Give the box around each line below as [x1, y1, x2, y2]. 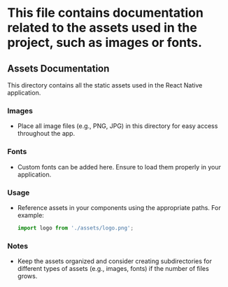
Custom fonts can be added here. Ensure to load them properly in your [17, 162, 222, 171]
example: [17, 211, 44, 219]
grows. [17, 272, 38, 281]
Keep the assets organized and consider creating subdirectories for [17, 257, 212, 265]
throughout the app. [17, 129, 76, 138]
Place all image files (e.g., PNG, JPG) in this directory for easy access [17, 122, 218, 130]
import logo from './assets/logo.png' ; [17, 224, 134, 232]
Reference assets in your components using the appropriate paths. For [17, 203, 222, 211]
